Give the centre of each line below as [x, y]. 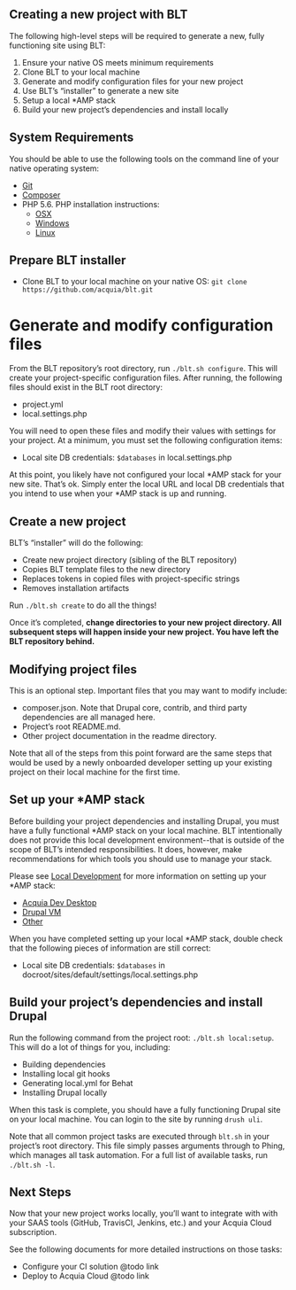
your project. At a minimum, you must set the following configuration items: [146, 440]
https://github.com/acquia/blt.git [87, 290]
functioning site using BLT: [57, 45]
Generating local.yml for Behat [77, 1083]
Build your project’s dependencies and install [136, 1002]
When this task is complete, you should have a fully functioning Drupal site [145, 1109]
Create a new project [68, 521]
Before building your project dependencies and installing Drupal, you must [144, 821]
